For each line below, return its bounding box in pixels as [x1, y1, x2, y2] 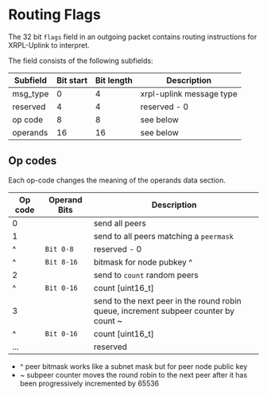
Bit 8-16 [44, 257, 78, 266]
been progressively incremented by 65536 [19, 378, 160, 388]
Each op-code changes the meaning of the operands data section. [8, 175, 226, 185]
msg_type [12, 88, 49, 99]
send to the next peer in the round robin [93, 295, 242, 306]
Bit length [95, 74, 133, 85]
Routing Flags [8, 6, 101, 24]
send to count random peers [93, 269, 199, 280]
